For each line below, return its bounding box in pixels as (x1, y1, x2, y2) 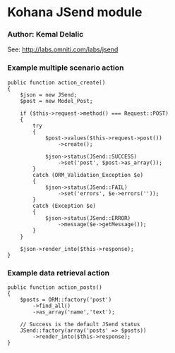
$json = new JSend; (20, 91, 78, 99)
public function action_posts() (7, 284, 102, 291)
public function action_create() (7, 79, 106, 86)
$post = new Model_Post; (20, 97, 93, 104)
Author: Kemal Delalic (7, 30, 84, 39)
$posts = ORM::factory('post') (20, 297, 112, 304)
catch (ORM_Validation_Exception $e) (32, 171, 143, 178)
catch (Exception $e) (32, 202, 97, 209)
